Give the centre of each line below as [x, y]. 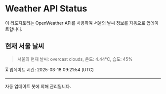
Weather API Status [46, 9]
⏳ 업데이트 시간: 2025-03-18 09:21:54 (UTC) [49, 69]
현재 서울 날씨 [25, 46]
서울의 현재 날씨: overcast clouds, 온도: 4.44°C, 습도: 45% [75, 59]
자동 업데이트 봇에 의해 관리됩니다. [38, 86]
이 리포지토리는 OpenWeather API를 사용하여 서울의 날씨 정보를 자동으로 [75, 23]
